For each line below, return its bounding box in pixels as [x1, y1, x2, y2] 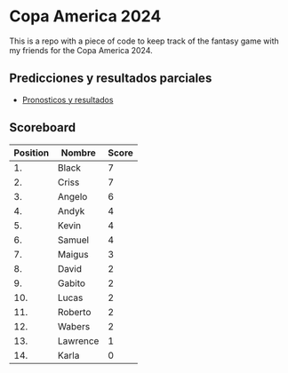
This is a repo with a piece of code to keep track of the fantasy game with [9, 36, 279, 46]
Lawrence [57, 335, 100, 347]
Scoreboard [9, 120, 76, 135]
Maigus [57, 248, 89, 260]
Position [13, 147, 50, 159]
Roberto [57, 306, 92, 318]
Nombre [60, 147, 96, 159]
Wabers [57, 320, 91, 332]
